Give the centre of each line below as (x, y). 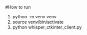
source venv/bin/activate (38, 22)
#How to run (18, 7)
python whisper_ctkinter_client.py (47, 27)
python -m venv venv (34, 17)
